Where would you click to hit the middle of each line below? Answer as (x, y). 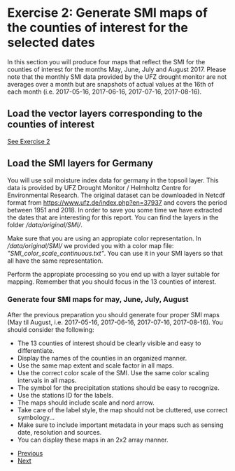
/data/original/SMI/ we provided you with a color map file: (91, 245)
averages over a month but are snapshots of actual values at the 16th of (111, 84)
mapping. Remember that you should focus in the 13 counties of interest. (112, 282)
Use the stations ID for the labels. (65, 395)
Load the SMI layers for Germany (80, 163)
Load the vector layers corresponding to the (105, 114)
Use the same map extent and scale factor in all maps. (95, 365)
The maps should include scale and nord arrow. (86, 403)
